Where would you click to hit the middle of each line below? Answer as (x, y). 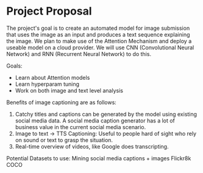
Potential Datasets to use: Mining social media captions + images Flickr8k (99, 158)
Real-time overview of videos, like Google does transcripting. (92, 146)
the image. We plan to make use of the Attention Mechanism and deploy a (99, 41)
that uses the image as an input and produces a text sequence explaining (98, 34)
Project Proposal (49, 11)
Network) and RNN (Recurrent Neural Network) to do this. (79, 54)
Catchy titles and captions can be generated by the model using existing (106, 114)
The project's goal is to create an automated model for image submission (98, 28)
